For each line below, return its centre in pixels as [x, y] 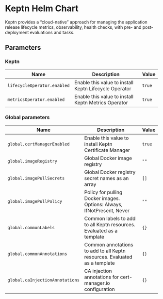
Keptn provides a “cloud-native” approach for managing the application [76, 22]
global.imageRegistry [32, 161]
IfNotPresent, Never [107, 210]
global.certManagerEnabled [39, 144]
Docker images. [102, 198]
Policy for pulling [103, 192]
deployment [17, 32]
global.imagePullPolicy [35, 201]
